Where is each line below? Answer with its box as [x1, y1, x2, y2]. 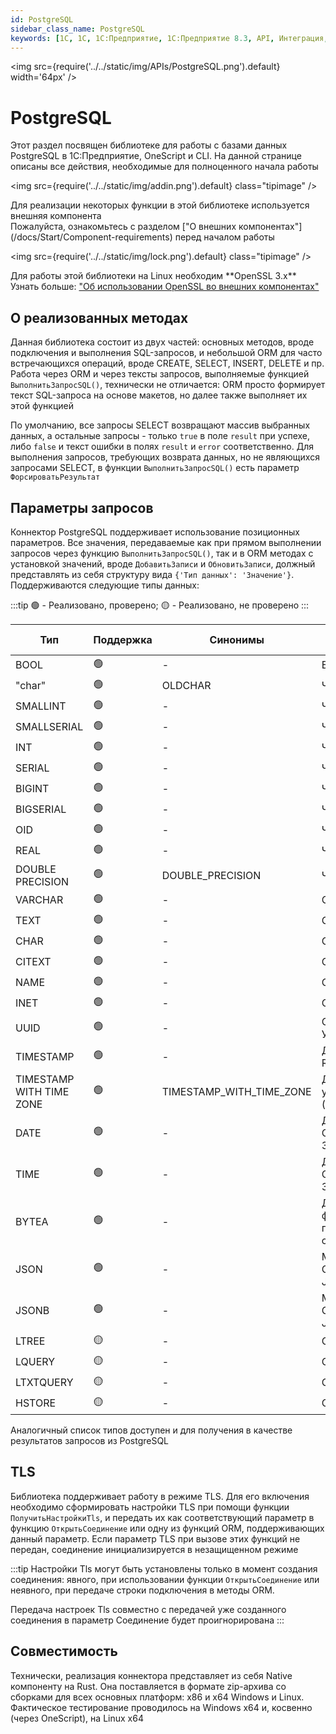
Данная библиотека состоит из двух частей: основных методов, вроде [10, 336, 315, 348]
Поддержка [93, 632, 153, 646]
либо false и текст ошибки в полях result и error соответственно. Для [10, 441, 314, 453]
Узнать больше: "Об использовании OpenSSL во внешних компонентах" [10, 281, 320, 293]
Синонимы [209, 632, 265, 646]
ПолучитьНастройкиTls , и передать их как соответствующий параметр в [10, 1511, 315, 1523]
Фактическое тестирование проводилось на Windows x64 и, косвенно [10, 1701, 313, 1713]
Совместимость [10, 1643, 118, 1660]
